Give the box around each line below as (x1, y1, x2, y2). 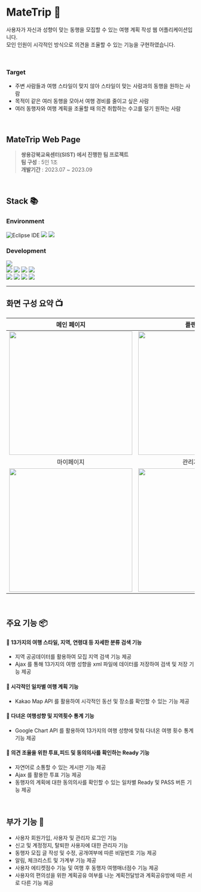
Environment (6, 217, 45, 226)
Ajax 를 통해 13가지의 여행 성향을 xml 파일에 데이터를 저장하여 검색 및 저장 (14, 660, 188, 668)
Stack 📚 (6, 196, 39, 206)
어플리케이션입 (158, 26, 193, 33)
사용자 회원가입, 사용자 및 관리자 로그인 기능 (14, 834, 118, 841)
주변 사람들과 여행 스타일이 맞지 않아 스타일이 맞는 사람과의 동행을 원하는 (14, 82, 184, 89)
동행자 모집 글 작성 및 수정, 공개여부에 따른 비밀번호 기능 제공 (14, 849, 157, 856)
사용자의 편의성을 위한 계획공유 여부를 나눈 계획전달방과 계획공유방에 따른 (14, 872, 187, 879)
